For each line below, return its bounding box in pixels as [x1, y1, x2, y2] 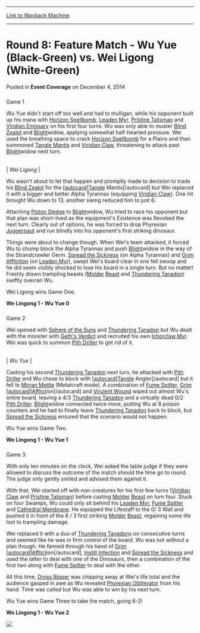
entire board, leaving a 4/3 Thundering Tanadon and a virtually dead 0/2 [6, 394, 183, 401]
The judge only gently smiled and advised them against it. [6, 475, 148, 482]
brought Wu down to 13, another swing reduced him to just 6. [6, 196, 156, 203]
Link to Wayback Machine [6, 12, 70, 18]
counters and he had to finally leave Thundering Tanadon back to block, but [6, 407, 192, 414]
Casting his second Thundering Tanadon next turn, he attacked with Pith [6, 368, 184, 376]
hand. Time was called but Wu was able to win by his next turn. [6, 585, 161, 593]
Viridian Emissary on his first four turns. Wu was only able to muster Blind [6, 122, 186, 129]
